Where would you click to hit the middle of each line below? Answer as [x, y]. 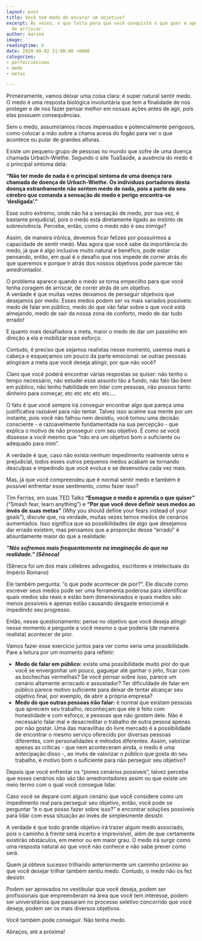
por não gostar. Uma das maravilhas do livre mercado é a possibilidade [103, 728]
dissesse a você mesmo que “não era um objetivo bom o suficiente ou [93, 437]
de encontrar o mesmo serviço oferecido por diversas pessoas [93, 735]
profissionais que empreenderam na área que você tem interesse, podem [97, 896]
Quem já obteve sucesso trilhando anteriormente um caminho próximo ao [97, 865]
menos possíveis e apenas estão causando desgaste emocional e [88, 603]
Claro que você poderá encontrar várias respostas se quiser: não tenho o [97, 374]
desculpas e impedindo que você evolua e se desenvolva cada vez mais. [96, 468]
